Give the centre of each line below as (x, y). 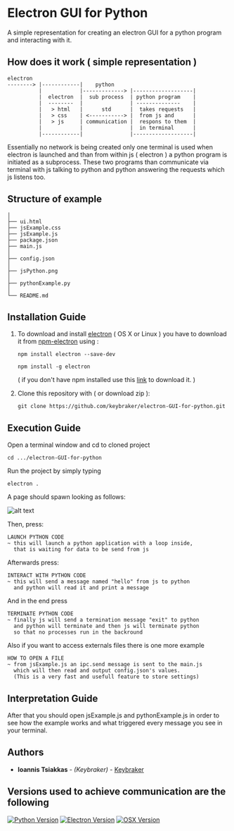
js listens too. (26, 177)
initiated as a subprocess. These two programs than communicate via (108, 162)
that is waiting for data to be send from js (82, 550)
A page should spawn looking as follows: (66, 497)
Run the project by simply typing (54, 471)
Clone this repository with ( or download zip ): (84, 393)
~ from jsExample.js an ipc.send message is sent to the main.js (105, 665)
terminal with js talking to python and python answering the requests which (116, 169)
